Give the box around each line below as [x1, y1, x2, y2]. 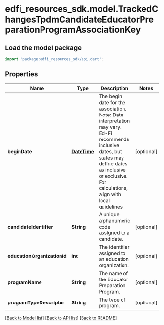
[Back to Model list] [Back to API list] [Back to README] [5, 315, 117, 321]
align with [99, 191, 121, 198]
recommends [99, 136, 129, 142]
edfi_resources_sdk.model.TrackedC [5, 3, 159, 15]
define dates [99, 160, 128, 167]
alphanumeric [99, 217, 131, 224]
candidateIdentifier [7, 223, 53, 230]
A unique [99, 211, 120, 218]
